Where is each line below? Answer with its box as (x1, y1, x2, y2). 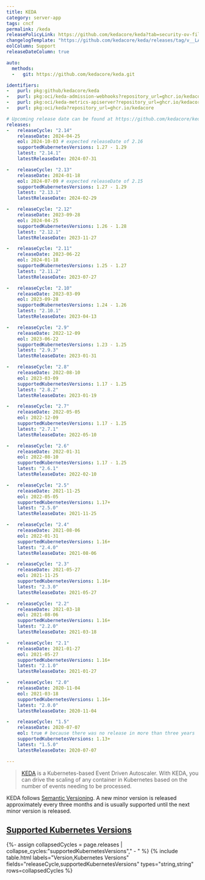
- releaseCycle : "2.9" (6, 324, 70, 331)
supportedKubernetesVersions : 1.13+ (17, 736, 111, 742)
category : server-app (6, 15, 62, 21)
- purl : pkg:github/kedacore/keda (6, 88, 99, 94)
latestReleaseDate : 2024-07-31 (17, 156, 97, 162)
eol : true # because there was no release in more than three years (17, 730, 195, 736)
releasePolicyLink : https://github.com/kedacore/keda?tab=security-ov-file (6, 32, 203, 38)
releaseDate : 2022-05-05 (17, 409, 81, 416)
